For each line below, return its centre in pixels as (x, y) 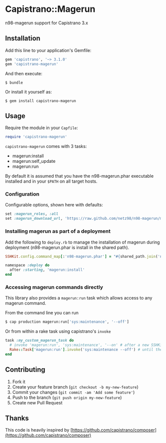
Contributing (25, 370)
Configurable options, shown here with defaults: (54, 205)
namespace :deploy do (27, 265)
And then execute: (24, 73)
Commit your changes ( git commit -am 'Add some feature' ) (73, 392)
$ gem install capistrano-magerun (41, 101)
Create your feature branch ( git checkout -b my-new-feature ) (75, 387)
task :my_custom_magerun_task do (40, 341)
